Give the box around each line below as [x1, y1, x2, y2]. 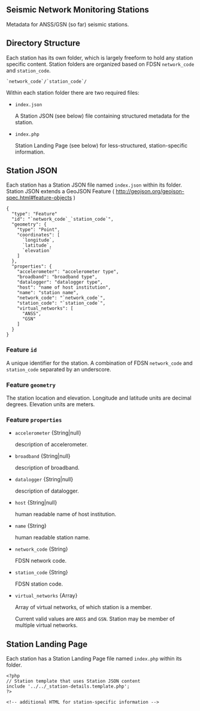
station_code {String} [14, 569, 68, 576]
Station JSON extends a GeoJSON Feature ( [6, 188, 115, 195]
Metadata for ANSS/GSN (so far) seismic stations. [6, 20, 129, 28]
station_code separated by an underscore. [6, 365, 111, 373]
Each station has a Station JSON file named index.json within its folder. [6, 181, 183, 188]
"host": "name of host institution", [17, 284, 111, 290]
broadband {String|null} [14, 452, 71, 460]
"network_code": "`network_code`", [17, 295, 106, 301]
